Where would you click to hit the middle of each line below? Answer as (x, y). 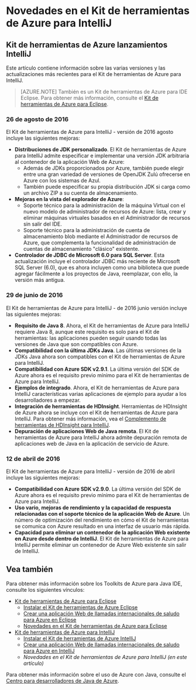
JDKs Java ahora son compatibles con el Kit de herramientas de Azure (100, 356)
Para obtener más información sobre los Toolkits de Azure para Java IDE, (94, 584)
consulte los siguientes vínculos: (45, 589)
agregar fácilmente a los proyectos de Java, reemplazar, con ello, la (96, 274)
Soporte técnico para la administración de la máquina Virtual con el (104, 205)
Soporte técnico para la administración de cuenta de (87, 230)
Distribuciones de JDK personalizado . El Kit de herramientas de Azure (100, 150)
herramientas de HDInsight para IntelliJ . (62, 425)
